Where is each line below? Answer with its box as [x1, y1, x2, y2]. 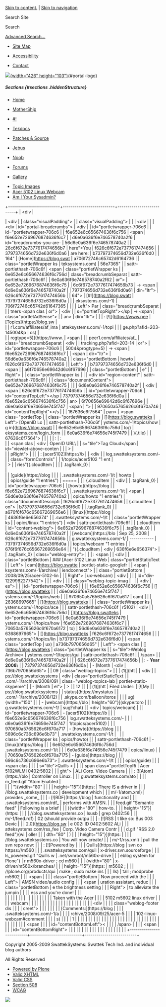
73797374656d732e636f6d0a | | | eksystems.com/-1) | [5, 297, 117, 303]
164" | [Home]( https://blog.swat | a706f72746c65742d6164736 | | [5, 255, 140, 261]
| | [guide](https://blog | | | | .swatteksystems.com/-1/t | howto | [5, 472, 134, 478]
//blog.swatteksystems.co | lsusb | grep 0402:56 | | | [30, 810, 138, 816]
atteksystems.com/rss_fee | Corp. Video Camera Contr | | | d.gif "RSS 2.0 [5, 826, 155, 832]
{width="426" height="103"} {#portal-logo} [10, 73, 98, 79]
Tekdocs [12, 125, 30, 131]
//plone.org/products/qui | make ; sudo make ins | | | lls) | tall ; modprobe [5, 868, 154, 874]
